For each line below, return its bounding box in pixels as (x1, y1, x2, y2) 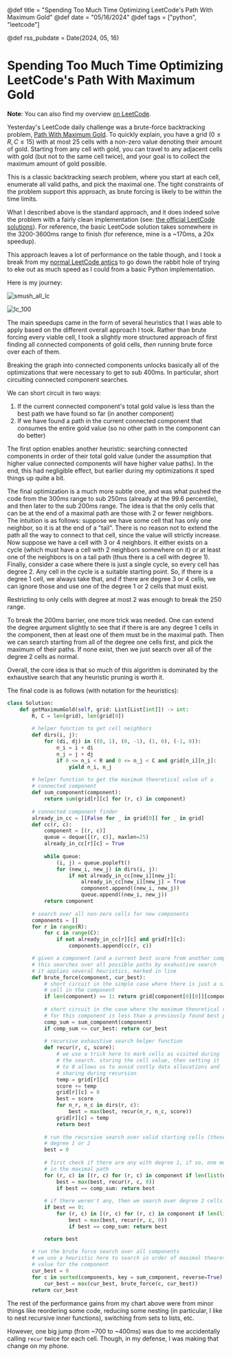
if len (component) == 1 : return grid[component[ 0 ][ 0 (43, 993, 198, 1000)
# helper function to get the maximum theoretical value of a (32, 776, 214, 783)
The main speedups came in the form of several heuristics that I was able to (7, 318, 222, 326)
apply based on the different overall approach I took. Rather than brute (7, 326, 207, 334)
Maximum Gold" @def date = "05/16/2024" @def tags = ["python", (7, 13, 197, 21)
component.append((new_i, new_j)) (80, 885, 180, 892)
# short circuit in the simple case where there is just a (43, 980, 217, 987)
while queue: (43, 853, 81, 860)
